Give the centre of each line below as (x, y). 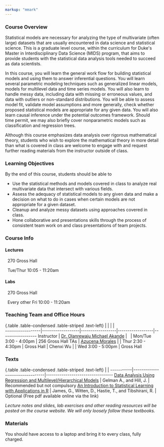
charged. (14, 439)
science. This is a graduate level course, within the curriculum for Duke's (79, 48)
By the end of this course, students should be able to (59, 174)
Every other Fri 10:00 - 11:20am (39, 302)
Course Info (19, 238)
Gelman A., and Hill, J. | (126, 380)
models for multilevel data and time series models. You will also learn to (77, 89)
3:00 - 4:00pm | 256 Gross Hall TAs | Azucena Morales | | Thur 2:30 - (75, 341)
